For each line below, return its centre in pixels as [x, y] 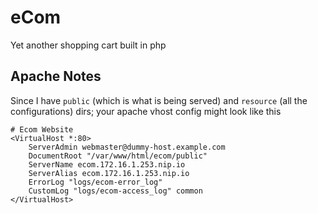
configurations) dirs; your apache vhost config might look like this [146, 111]
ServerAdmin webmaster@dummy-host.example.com [127, 147]
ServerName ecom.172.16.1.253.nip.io [107, 164]
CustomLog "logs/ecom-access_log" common [115, 191]
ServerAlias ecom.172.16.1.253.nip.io [109, 173]
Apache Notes [56, 76]
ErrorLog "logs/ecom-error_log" [95, 182]
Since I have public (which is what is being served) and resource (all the [159, 100]
